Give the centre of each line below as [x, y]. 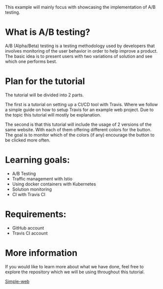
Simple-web [17, 281]
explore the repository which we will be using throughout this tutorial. [75, 272]
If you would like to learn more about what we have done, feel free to [74, 266]
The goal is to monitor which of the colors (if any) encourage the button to [80, 135]
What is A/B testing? [48, 32]
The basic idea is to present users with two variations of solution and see [79, 56]
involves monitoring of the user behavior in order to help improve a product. [81, 51]
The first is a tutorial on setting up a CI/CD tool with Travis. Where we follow [81, 104]
